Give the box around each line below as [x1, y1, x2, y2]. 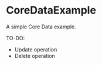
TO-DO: [6, 34, 25, 41]
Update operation [14, 45, 57, 53]
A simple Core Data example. [6, 23, 76, 30]
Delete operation [14, 52, 56, 59]
